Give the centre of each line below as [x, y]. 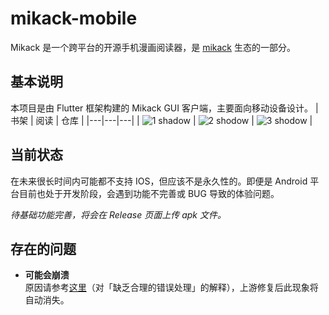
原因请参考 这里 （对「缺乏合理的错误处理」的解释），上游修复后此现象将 [171, 288]
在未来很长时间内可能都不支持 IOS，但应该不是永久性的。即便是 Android [159, 181]
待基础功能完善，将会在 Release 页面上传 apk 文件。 [118, 214]
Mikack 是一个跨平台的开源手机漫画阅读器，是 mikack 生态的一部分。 [153, 47]
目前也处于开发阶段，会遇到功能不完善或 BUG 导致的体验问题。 [149, 193]
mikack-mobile [74, 18]
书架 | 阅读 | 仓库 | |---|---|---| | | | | [161, 120]
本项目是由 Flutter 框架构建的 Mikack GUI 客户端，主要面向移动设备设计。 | [164, 108]
